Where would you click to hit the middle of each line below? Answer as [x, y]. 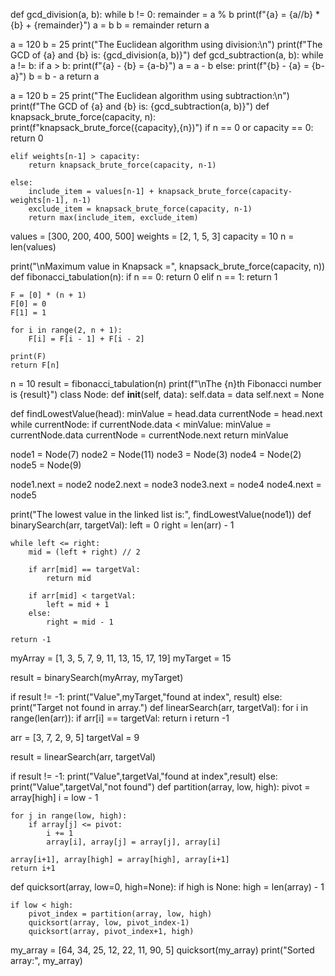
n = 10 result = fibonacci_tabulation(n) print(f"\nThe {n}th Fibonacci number [166, 383]
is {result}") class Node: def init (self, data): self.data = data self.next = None [167, 394]
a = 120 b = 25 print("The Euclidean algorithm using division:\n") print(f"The [166, 44]
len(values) [33, 247]
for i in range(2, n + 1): [66, 330]
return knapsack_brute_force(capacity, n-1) [122, 165]
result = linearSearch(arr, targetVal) [83, 757]
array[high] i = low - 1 [54, 797]
